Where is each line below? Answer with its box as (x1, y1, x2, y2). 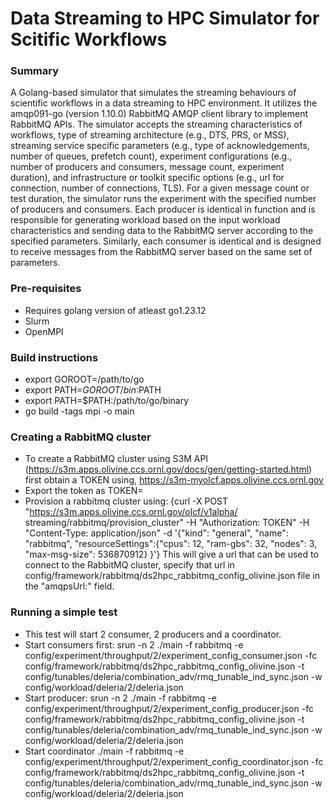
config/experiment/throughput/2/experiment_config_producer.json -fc (24, 702, 314, 714)
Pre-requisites (10, 282, 82, 296)
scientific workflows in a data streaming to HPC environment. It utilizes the (10, 97, 318, 109)
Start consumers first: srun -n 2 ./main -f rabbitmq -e (24, 638, 244, 651)
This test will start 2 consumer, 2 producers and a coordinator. (24, 628, 282, 640)
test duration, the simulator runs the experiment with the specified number (10, 193, 317, 205)
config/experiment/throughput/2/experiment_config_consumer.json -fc (24, 649, 318, 661)
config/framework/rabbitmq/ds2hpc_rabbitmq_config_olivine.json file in (24, 570, 320, 582)
